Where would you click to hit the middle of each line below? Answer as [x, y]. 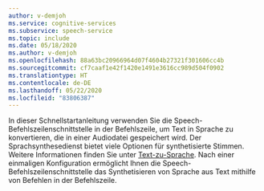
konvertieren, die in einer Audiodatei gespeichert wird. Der [105, 138]
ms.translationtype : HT [48, 75]
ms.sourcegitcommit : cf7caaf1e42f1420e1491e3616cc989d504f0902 [116, 68]
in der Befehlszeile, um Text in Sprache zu [164, 129]
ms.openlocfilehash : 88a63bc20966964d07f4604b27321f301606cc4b [116, 61]
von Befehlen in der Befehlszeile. [63, 181]
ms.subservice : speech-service [61, 30]
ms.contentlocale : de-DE [50, 83]
